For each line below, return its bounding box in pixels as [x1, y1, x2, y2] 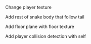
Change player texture [5, 4, 52, 10]
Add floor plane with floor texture [5, 23, 74, 29]
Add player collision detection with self [5, 33, 86, 39]
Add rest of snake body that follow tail [5, 14, 84, 19]
